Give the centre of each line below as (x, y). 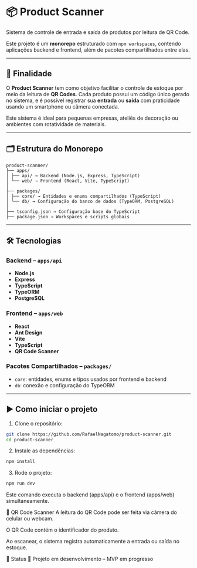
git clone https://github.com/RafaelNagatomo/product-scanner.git (89, 434)
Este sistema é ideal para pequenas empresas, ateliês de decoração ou (92, 118)
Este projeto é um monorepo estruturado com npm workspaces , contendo (94, 43)
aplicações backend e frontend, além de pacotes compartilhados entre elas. (98, 50)
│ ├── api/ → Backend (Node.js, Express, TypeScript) (73, 175)
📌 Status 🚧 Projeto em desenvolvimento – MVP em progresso (80, 559)
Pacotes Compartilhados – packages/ (59, 366)
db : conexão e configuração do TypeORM (65, 385)
